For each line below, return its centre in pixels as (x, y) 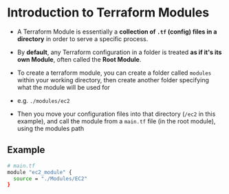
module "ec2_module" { (40, 172)
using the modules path (51, 128)
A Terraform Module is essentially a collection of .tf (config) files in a (117, 32)
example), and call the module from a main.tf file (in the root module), (116, 121)
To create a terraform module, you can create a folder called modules (114, 73)
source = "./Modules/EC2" (51, 179)
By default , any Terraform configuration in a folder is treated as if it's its (119, 52)
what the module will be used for (63, 87)
